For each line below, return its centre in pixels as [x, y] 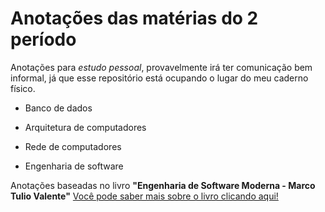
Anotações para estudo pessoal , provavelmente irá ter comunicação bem [161, 67]
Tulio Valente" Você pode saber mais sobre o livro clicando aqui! [144, 196]
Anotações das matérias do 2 [134, 18]
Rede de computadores [73, 146]
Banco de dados [58, 108]
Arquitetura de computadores [85, 127]
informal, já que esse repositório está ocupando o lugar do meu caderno [159, 78]
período [43, 39]
